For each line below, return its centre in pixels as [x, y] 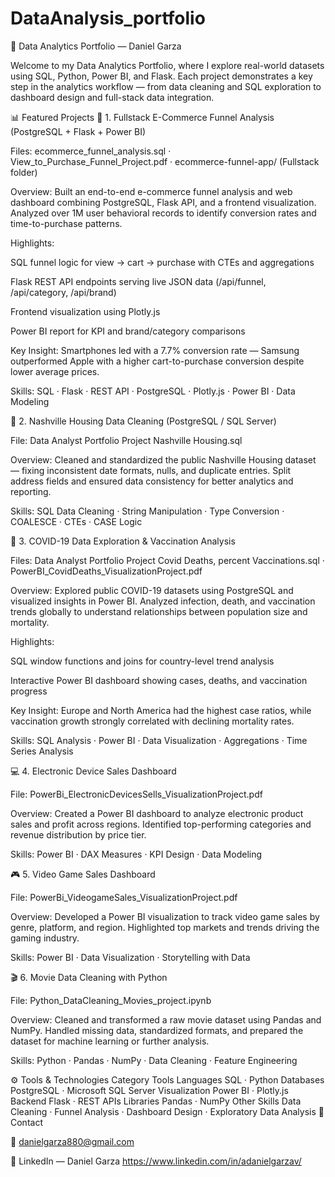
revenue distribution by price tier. [78, 834]
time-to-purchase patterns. [66, 223]
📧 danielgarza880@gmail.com [72, 1141]
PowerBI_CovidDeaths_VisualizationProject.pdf [106, 571]
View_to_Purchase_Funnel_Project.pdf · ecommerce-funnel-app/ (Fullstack [165, 161]
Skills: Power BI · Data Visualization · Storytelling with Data [130, 957]
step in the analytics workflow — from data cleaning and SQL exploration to [166, 86]
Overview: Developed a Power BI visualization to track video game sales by [165, 916]
